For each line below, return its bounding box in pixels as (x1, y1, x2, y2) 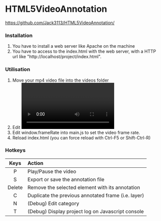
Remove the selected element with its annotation (27, 184, 140, 190)
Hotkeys (5, 147, 26, 154)
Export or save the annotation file (27, 176, 105, 183)
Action (27, 159, 43, 166)
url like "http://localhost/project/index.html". (12, 54, 102, 60)
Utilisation (5, 66, 31, 73)
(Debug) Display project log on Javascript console (27, 208, 144, 215)
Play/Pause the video (27, 168, 77, 175)
